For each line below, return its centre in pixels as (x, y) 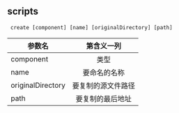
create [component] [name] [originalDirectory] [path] (91, 27)
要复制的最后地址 (104, 98)
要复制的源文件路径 (104, 85)
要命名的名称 (104, 73)
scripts (23, 12)
